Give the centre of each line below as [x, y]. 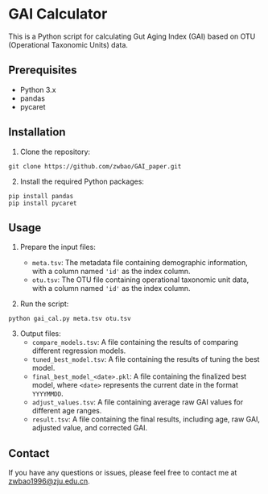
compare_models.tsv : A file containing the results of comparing [135, 342]
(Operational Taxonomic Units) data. [68, 44]
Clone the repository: [55, 152]
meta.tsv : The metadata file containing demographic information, [140, 263]
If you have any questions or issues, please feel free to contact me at [123, 473]
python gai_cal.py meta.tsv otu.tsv [70, 319]
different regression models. [79, 351]
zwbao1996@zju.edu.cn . [49, 481]
